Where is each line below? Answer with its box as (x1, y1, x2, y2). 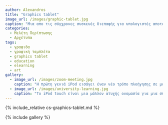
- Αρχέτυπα (9, 35, 32, 40)
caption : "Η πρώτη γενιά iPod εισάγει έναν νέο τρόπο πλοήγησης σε (14, 81, 157, 86)
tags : (5, 40, 16, 45)
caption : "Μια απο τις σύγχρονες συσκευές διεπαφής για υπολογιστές (5, 21, 151, 26)
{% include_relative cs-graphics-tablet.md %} (5, 104, 100, 110)
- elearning (9, 63, 35, 68)
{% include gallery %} (5, 114, 51, 120)
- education (9, 58, 35, 63)
